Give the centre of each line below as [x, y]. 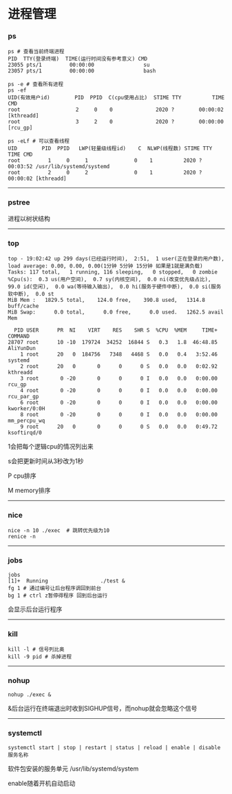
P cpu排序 [22, 476]
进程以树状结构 [29, 218]
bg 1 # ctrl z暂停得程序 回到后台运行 [58, 595]
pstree [19, 203]
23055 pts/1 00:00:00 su [79, 65]
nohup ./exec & [30, 695]
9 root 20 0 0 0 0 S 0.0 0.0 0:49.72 [119, 427]
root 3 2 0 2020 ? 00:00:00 [116, 122]
